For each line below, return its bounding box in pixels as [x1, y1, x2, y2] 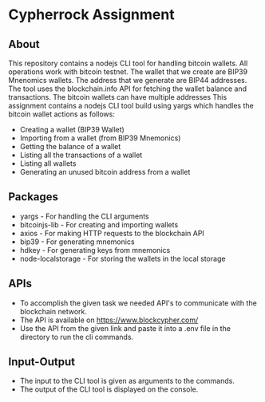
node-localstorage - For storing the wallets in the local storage [19, 254, 226, 263]
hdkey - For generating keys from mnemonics [19, 245, 171, 254]
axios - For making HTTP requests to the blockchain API [19, 228, 205, 238]
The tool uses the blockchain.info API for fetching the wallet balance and [8, 84, 247, 93]
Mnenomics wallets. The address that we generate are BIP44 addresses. [8, 76, 247, 85]
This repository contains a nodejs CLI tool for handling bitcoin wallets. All [8, 58, 248, 68]
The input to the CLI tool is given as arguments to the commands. [19, 376, 235, 386]
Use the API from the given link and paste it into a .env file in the [19, 323, 231, 333]
